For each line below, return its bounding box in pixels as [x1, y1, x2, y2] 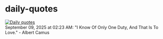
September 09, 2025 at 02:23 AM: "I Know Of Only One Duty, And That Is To [5, 24, 159, 30]
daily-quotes [5, 3, 58, 14]
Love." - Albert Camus [5, 29, 50, 35]
